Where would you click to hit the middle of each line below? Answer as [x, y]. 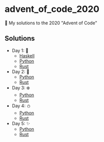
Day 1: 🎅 [20, 50]
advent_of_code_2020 [52, 9]
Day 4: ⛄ [21, 106]
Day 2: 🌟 [21, 71]
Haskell [27, 56]
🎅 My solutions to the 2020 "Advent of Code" [51, 23]
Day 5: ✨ [21, 123]
